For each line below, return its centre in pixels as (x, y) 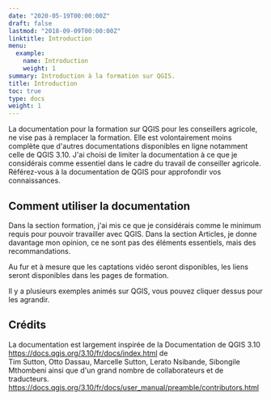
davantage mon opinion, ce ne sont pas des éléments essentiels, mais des (132, 242)
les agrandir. (29, 299)
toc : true (25, 91)
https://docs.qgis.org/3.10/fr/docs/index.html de (88, 353)
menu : (17, 46)
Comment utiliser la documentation (100, 206)
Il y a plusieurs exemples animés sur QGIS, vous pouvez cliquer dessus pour (135, 291)
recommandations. (40, 251)
